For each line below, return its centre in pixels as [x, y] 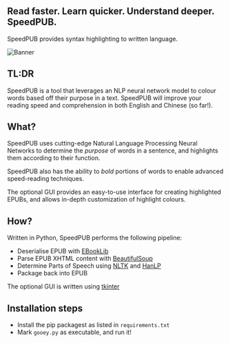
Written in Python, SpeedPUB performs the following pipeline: [95, 238]
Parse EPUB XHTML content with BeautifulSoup [85, 259]
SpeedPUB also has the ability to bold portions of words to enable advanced [115, 171]
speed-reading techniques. [46, 179]
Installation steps [45, 308]
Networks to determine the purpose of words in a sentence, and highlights [113, 150]
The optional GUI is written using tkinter [63, 286]
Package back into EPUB [52, 273]
